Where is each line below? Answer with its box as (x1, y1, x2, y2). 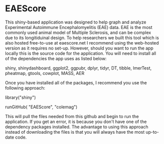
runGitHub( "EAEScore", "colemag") (5, 104, 77, 110)
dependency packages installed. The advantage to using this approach (5, 123, 148, 130)
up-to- (145, 129, 159, 135)
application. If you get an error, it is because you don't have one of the (5, 119, 147, 124)
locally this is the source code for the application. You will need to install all (5, 50, 157, 56)
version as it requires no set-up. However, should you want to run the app (5, 45, 154, 51)
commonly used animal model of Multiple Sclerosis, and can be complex (5, 29, 151, 35)
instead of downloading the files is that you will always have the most (5, 129, 145, 135)
